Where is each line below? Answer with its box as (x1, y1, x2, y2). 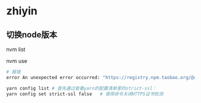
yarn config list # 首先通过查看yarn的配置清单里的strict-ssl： (6, 85, 157, 91)
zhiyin (6, 4, 38, 18)
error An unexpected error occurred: (6, 74, 100, 80)
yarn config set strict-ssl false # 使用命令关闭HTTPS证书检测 (6, 91, 163, 97)
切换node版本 (6, 29, 57, 40)
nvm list (6, 46, 26, 53)
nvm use (6, 57, 28, 64)
